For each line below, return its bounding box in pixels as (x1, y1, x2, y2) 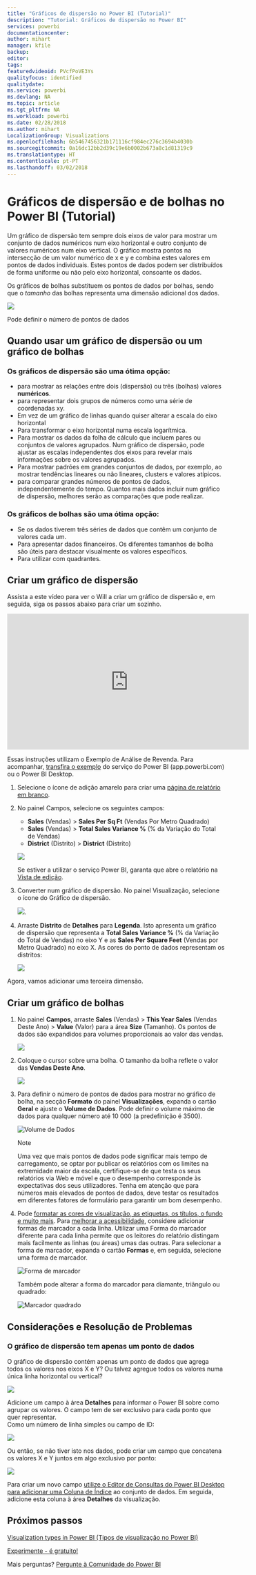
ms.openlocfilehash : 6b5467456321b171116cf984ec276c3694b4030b (7, 139, 193, 146)
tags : (7, 61, 23, 68)
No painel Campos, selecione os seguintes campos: (17, 804, 165, 812)
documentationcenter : (7, 29, 70, 37)
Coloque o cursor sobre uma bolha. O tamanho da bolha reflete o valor (17, 1057, 219, 1065)
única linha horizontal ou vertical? (7, 1371, 103, 1380)
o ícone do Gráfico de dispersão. (17, 894, 111, 902)
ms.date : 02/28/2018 (7, 119, 67, 126)
